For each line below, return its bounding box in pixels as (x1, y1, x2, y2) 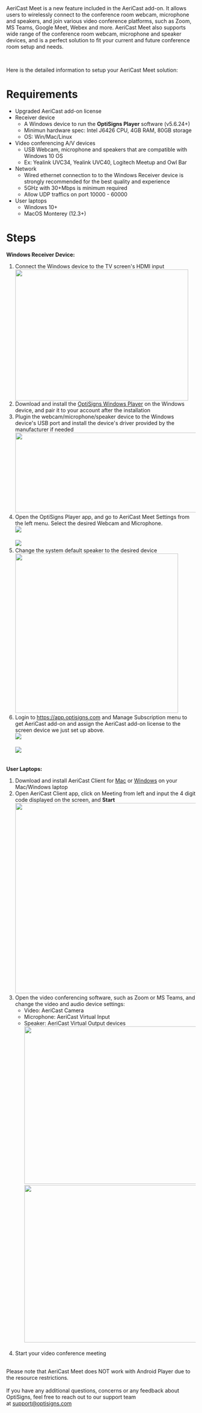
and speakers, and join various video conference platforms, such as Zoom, (6, 17, 192, 25)
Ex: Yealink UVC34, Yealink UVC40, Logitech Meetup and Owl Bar (23, 159, 188, 166)
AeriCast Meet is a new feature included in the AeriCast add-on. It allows (6, 5, 187, 11)
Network (14, 165, 37, 172)
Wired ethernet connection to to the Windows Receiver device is (23, 171, 184, 178)
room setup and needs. (6, 43, 64, 50)
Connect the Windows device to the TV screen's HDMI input (14, 262, 165, 269)
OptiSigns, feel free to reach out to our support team (6, 1393, 136, 1400)
